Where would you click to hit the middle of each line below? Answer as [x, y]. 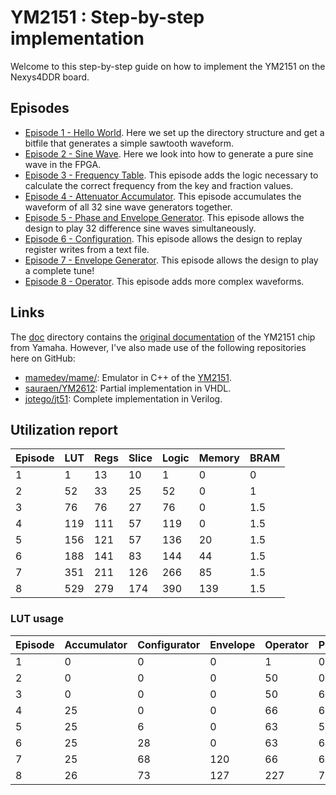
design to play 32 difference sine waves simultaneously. [140, 228]
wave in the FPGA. [63, 164]
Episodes [40, 108]
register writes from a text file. [87, 249]
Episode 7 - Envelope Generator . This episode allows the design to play [171, 260]
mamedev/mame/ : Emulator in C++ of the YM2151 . [128, 377]
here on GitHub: [43, 358]
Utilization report [64, 429]
